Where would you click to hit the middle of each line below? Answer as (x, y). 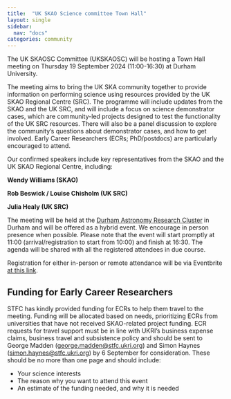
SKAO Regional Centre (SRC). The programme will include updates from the (115, 102)
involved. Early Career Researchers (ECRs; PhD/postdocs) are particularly (112, 138)
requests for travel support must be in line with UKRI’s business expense (110, 331)
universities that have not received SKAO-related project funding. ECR (107, 323)
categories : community (40, 39)
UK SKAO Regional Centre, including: (60, 167)
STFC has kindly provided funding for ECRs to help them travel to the (105, 308)
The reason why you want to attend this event (82, 380)
